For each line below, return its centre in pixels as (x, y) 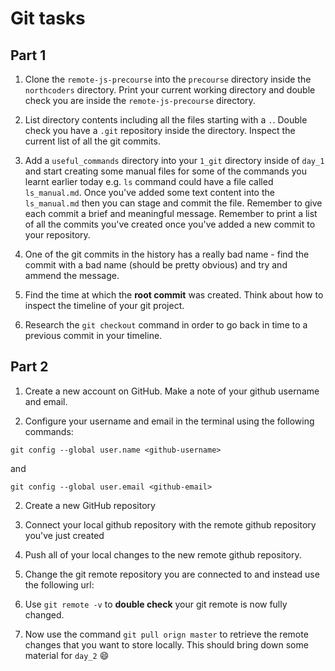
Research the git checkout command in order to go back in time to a (166, 325)
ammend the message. (72, 275)
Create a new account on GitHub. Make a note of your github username (172, 391)
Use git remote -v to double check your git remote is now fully (156, 604)
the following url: (59, 584)
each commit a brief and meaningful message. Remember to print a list (171, 213)
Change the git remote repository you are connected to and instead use (172, 574)
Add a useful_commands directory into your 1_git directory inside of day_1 (174, 160)
